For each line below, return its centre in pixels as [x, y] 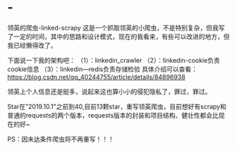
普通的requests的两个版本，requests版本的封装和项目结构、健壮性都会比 [113, 115]
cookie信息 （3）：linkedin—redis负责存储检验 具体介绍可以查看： [102, 69]
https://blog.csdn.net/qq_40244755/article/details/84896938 [96, 77]
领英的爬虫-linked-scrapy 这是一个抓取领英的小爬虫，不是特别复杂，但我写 [116, 27]
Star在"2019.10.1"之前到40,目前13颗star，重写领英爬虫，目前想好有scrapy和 [117, 106]
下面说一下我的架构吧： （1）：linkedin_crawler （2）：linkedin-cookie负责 [114, 60]
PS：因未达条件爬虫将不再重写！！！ [61, 139]
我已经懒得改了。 [32, 45]
